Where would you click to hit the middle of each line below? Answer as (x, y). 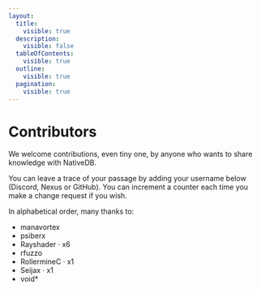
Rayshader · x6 (45, 245)
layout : (21, 16)
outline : (30, 69)
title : (27, 24)
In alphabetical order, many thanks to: (71, 211)
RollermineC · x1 (47, 262)
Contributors (53, 132)
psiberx (33, 236)
